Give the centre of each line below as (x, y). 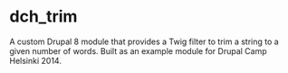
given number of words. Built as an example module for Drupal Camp (138, 50)
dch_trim (43, 17)
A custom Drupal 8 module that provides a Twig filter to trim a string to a (144, 41)
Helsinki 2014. (35, 60)
